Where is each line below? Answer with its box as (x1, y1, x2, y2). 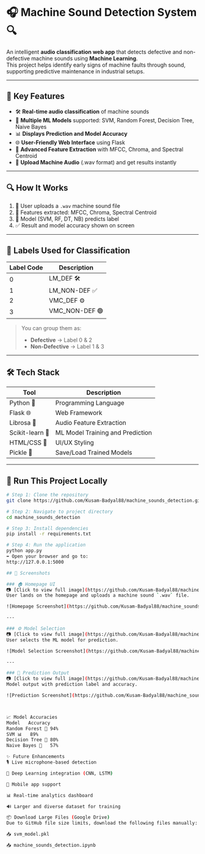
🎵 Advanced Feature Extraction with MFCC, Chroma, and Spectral (15, 145, 184, 153)
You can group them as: (21, 325, 82, 332)
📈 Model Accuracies (6, 714, 58, 720)
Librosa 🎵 (9, 419, 37, 427)
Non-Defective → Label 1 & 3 (30, 343, 105, 350)
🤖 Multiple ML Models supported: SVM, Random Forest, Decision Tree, (15, 116, 194, 123)
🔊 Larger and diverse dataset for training (6, 803, 121, 809)
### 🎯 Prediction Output (6, 670, 70, 676)
